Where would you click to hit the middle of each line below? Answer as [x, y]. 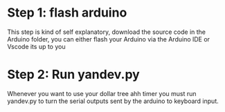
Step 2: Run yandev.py [73, 75]
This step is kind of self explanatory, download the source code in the [107, 32]
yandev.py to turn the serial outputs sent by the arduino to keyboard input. [113, 101]
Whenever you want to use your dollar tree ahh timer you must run [102, 93]
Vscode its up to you [36, 46]
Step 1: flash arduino [67, 13]
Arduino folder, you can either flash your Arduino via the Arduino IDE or [108, 39]
